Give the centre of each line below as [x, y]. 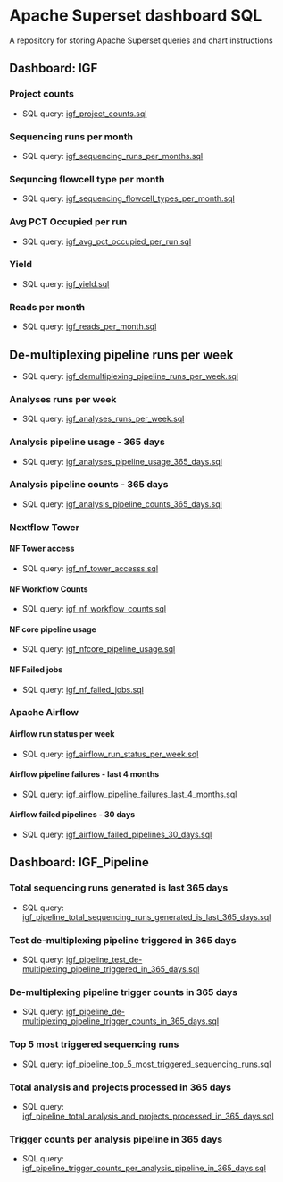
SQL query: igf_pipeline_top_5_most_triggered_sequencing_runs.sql [146, 1064]
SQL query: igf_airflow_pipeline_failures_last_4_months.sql [129, 794]
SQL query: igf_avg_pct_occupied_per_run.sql [107, 241]
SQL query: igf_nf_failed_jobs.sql [83, 689]
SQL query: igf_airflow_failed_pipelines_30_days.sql [117, 835]
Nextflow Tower [45, 527]
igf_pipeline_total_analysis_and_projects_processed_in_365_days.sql [148, 1116]
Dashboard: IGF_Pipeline [79, 862]
